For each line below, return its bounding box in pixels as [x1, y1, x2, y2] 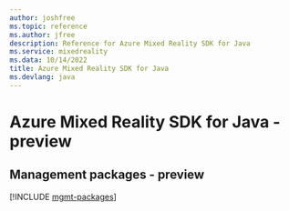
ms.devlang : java [9, 73, 76, 82]
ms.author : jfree [9, 30, 76, 39]
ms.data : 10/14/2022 [9, 55, 88, 65]
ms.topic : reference [9, 22, 88, 31]
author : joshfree [9, 13, 76, 23]
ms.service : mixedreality [9, 47, 108, 56]
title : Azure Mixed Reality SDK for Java [9, 65, 170, 74]
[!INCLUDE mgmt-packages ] [9, 191, 117, 202]
